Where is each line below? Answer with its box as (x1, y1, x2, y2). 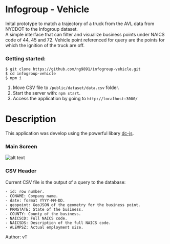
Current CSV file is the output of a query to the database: (5, 179, 126, 185)
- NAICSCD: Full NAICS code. (5, 216, 68, 221)
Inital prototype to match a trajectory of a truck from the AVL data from (5, 20, 155, 27)
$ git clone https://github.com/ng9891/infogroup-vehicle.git (5, 66, 141, 72)
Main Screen (5, 143, 37, 150)
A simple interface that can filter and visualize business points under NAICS (5, 31, 165, 37)
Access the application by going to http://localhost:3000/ (12, 96, 138, 102)
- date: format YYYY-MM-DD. (5, 198, 66, 203)
